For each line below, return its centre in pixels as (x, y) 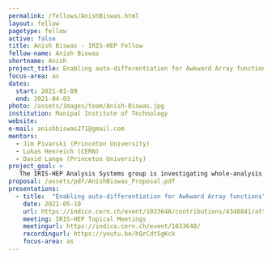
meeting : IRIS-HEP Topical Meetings (85, 219)
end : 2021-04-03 (43, 99)
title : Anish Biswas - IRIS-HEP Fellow (76, 46)
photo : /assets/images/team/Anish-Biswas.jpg (86, 106)
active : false (32, 38)
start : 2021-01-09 (47, 91)
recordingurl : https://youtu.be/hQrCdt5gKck (99, 234)
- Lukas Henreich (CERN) (57, 151)
